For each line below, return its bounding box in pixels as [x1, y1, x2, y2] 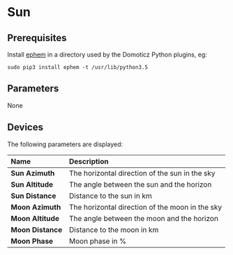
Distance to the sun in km [68, 191, 152, 201]
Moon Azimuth [10, 202, 61, 212]
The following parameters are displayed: [7, 140, 123, 148]
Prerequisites [7, 32, 67, 44]
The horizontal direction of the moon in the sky [68, 202, 223, 212]
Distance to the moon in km [68, 224, 159, 234]
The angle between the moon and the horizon [68, 213, 218, 223]
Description [68, 156, 110, 166]
